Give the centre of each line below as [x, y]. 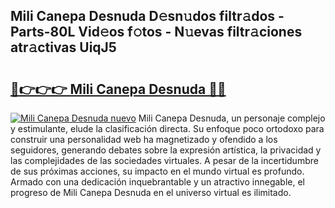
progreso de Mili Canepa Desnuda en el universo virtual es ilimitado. [151, 192]
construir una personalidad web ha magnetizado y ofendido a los [144, 139]
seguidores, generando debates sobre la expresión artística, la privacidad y [166, 150]
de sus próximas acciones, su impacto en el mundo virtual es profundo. [157, 171]
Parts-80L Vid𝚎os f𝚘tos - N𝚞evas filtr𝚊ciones [156, 32]
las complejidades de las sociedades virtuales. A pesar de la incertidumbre [164, 160]
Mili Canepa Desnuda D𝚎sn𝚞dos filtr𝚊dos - [147, 16]
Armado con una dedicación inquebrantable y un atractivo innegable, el [157, 182]
